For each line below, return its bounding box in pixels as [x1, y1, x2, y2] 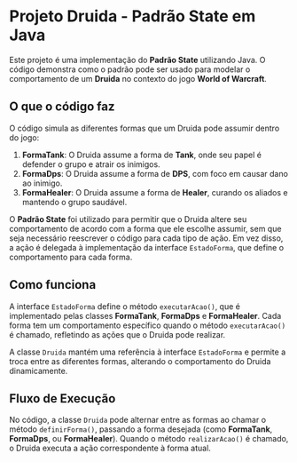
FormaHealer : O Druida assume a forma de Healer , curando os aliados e [21, 187, 288, 197]
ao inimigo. [21, 178, 63, 188]
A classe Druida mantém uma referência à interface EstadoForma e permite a [9, 346, 286, 357]
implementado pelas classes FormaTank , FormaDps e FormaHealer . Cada [9, 310, 282, 321]
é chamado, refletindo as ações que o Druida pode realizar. [9, 329, 226, 339]
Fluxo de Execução [9, 391, 116, 406]
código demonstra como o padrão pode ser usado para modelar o [9, 64, 251, 75]
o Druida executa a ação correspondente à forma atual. [9, 442, 211, 454]
